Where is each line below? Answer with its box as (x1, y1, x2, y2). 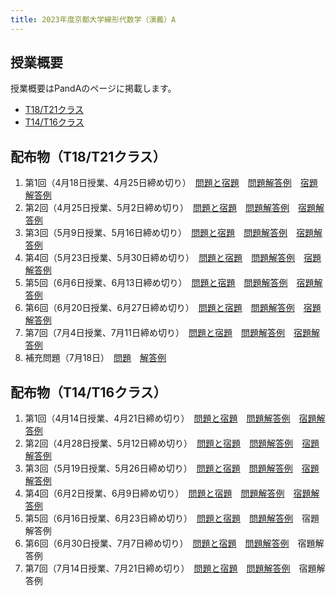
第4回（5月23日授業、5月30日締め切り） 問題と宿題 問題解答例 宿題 (24, 252, 322, 264)
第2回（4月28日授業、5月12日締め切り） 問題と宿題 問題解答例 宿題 (24, 437, 320, 450)
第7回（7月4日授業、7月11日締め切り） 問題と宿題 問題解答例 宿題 (24, 327, 312, 339)
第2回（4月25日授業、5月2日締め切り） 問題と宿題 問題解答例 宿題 (24, 202, 317, 214)
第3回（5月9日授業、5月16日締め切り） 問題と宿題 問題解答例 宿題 (24, 227, 315, 239)
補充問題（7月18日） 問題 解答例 (24, 352, 167, 364)
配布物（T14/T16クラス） (10, 384, 167, 401)
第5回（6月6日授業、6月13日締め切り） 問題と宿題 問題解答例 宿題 (24, 277, 315, 289)
